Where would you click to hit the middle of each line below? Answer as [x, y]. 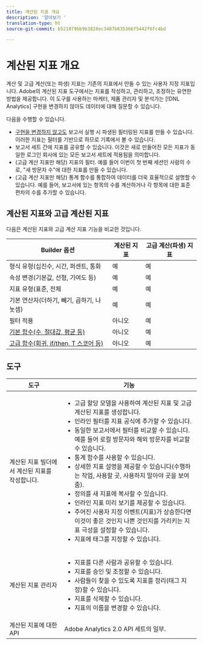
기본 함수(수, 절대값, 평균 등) [47, 332]
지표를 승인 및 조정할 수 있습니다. [118, 571]
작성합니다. [24, 480]
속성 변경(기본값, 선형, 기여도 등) [53, 277]
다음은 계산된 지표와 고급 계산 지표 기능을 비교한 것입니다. [74, 229]
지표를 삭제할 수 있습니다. [108, 598]
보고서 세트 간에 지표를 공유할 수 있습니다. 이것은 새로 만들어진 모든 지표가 [102, 147]
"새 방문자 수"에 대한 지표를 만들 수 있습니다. [76, 170]
